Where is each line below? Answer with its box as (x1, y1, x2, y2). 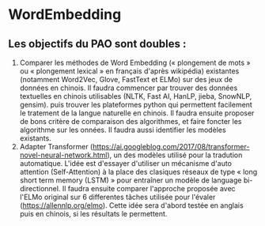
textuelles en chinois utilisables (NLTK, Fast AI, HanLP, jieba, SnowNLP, (19, 92, 252, 100)
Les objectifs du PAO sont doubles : (8, 37, 187, 51)
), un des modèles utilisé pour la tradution (107, 150, 243, 160)
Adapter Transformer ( (19, 142, 93, 151)
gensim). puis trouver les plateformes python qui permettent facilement (19, 100, 253, 109)
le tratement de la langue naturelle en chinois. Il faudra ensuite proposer (19, 108, 255, 118)
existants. (19, 134, 51, 143)
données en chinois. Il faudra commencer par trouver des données (19, 83, 238, 92)
